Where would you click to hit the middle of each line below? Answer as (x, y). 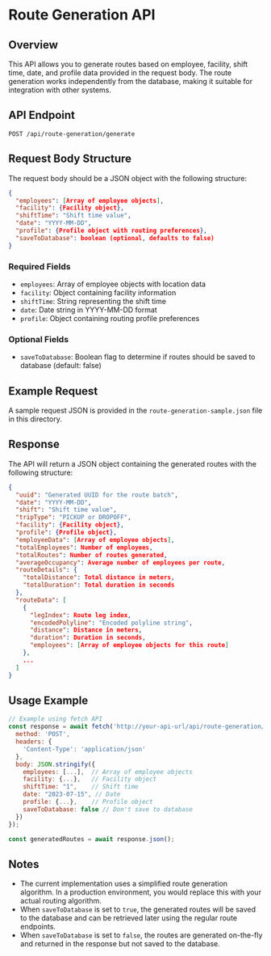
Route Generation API (82, 15)
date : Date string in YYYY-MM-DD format (88, 310)
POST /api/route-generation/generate (72, 134)
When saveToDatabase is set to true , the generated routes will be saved (138, 909)
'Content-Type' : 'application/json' (85, 749)
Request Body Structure (70, 159)
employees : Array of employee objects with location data (113, 284)
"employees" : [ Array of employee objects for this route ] (129, 645)
